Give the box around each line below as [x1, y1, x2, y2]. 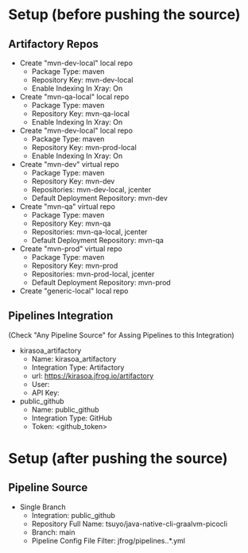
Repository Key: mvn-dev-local [31, 75, 134, 84]
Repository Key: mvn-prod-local [31, 143, 137, 152]
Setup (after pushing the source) [8, 450, 228, 467]
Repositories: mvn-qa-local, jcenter [31, 227, 148, 236]
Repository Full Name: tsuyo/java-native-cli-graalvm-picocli [31, 519, 228, 528]
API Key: [31, 388, 60, 397]
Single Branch [19, 502, 66, 512]
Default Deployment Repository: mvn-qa [31, 236, 165, 245]
